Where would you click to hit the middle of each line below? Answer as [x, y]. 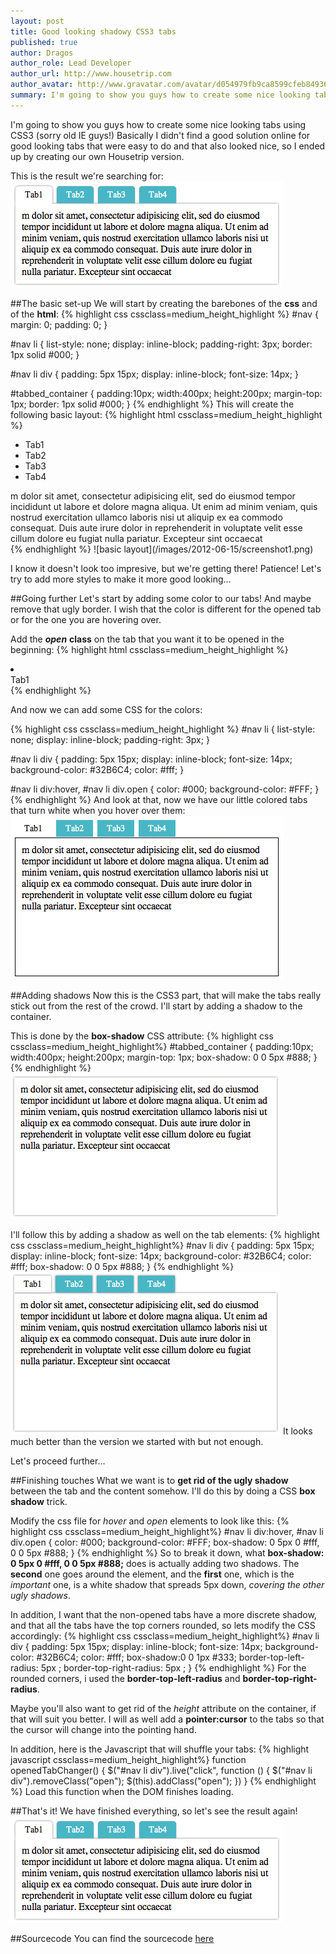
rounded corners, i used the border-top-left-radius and [125, 1678]
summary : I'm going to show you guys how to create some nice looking [160, 95]
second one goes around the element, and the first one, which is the [152, 1574]
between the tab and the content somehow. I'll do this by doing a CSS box [163, 1491]
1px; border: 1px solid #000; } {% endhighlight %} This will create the [152, 404]
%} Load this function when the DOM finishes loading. [122, 1791]
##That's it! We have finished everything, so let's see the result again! [154, 1811]
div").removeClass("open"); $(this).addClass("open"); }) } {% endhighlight [163, 1781]
